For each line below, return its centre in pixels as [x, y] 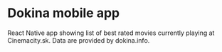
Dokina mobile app [63, 13]
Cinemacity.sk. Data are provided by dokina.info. [79, 40]
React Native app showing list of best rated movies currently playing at [111, 33]
